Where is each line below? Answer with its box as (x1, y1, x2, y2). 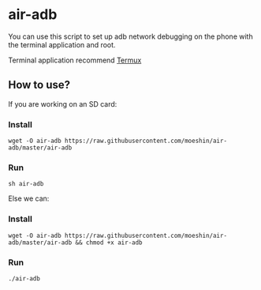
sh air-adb (8, 180, 44, 188)
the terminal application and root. (8, 40, 116, 49)
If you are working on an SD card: (8, 99, 117, 108)
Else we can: (8, 194, 50, 203)
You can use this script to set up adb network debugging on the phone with (8, 32, 254, 41)
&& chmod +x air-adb (75, 239, 144, 247)
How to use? (8, 78, 71, 92)
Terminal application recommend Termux (8, 55, 142, 65)
